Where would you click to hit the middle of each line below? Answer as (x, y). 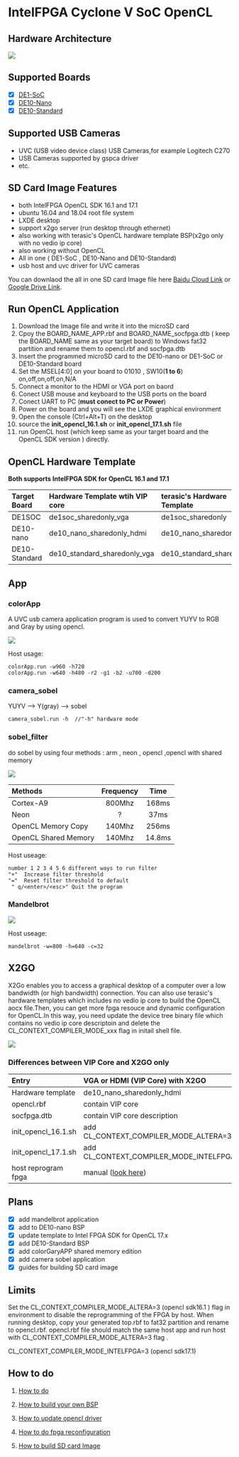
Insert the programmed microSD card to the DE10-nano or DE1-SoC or (121, 357)
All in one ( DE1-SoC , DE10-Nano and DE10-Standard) (97, 258)
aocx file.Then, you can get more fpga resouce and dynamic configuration (117, 1008)
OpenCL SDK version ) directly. (63, 439)
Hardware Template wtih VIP (99, 497)
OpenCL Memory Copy (50, 826)
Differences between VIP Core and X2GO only (89, 1062)
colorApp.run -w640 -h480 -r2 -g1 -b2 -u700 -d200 (84, 673)
